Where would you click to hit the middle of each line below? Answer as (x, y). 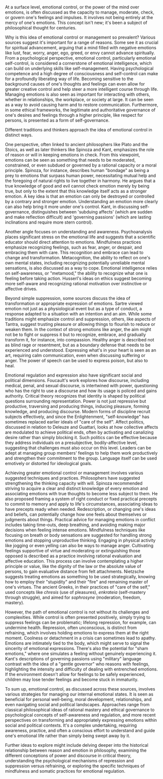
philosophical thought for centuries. (41, 28)
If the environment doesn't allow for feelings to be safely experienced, (75, 674)
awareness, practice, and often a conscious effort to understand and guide (80, 730)
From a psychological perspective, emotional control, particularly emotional (81, 58)
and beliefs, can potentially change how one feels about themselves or (76, 514)
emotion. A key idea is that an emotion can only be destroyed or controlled (80, 196)
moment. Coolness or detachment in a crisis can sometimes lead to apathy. (81, 638)
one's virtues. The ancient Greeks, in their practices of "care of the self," (78, 587)
